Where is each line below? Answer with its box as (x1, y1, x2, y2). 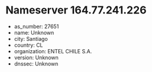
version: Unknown (14, 54, 59, 61)
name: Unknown (14, 29, 54, 36)
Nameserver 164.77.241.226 (5, 4, 147, 17)
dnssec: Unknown (14, 60, 59, 67)
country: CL (14, 42, 43, 49)
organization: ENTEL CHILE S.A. (14, 47, 92, 54)
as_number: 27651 (14, 23, 59, 30)
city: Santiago (14, 35, 48, 42)
